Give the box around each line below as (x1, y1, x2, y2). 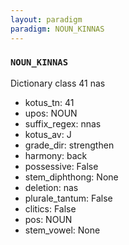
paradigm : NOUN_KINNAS (10, 24, 105, 34)
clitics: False (24, 202, 77, 215)
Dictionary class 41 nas (10, 77, 106, 89)
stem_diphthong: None (24, 171, 119, 183)
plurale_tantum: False (24, 192, 113, 204)
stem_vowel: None (24, 224, 101, 236)
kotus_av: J (24, 128, 72, 140)
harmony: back (24, 149, 88, 161)
